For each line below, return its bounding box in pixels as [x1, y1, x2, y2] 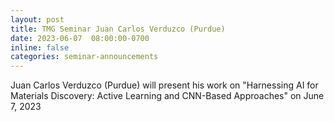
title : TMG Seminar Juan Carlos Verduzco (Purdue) [10, 24, 226, 34]
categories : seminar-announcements [10, 52, 159, 62]
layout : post [10, 14, 65, 25]
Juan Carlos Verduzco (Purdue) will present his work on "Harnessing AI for [10, 79, 319, 91]
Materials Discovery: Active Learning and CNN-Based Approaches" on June [10, 90, 325, 102]
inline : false [10, 42, 70, 53]
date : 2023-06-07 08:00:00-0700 [10, 33, 150, 43]
